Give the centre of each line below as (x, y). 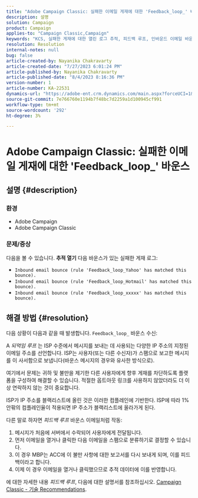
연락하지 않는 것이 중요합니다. (46, 388)
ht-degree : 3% (24, 116)
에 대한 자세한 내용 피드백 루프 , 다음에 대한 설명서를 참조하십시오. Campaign (94, 482)
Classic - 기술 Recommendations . (47, 489)
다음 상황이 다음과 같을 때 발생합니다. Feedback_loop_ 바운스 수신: (82, 333)
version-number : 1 (29, 83)
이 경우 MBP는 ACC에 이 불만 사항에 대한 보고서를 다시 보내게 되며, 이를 (97, 455)
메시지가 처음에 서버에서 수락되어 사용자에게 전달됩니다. (78, 433)
